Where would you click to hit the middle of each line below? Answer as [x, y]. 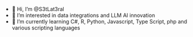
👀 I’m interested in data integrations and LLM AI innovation [83, 15]
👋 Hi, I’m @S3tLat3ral [38, 9]
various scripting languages [46, 28]
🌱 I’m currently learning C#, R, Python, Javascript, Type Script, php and [99, 21]
